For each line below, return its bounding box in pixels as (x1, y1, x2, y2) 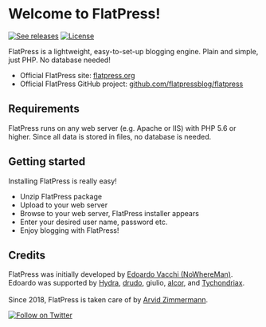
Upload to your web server (19, 200, 108, 210)
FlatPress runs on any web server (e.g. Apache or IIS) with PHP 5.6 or (8, 123, 237, 132)
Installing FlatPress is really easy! (8, 176, 117, 186)
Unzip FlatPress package (19, 191, 102, 201)
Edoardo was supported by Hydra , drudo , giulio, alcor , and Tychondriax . (8, 278, 245, 288)
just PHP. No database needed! (8, 55, 111, 65)
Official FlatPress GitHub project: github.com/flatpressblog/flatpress (19, 79, 244, 89)
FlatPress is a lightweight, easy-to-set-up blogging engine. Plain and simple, (8, 46, 259, 56)
